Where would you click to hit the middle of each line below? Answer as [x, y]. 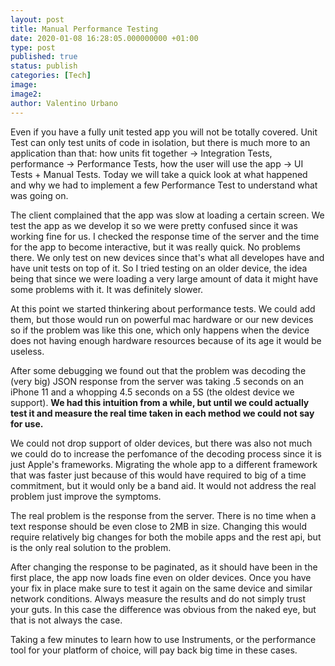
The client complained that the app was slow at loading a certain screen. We [167, 215]
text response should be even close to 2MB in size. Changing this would [159, 526]
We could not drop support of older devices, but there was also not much [161, 443]
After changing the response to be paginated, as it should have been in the [164, 567]
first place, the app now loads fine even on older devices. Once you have [161, 577]
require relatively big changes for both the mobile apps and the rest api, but [166, 537]
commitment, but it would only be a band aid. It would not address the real [163, 485]
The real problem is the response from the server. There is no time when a [163, 515]
